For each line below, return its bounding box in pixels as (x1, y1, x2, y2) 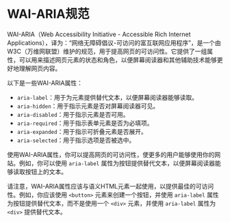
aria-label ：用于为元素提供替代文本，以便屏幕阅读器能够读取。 (16, 93, 199, 101)
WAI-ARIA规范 (7, 6, 90, 22)
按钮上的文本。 (25, 167, 67, 176)
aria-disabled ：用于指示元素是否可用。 (16, 110, 129, 118)
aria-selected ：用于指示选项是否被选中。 (16, 136, 136, 144)
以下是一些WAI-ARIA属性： (7, 79, 84, 87)
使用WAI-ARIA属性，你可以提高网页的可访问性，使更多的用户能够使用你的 (7, 150, 215, 158)
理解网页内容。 (18, 64, 62, 72)
